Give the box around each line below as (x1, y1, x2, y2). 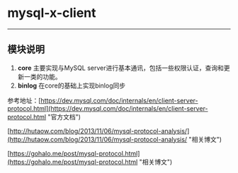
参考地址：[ (7, 96, 41, 105)
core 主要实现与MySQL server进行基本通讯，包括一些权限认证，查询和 (17, 64, 225, 72)
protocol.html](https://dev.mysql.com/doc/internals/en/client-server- (7, 104, 208, 112)
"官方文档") (47, 112, 81, 121)
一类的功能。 (23, 72, 62, 80)
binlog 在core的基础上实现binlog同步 (17, 81, 126, 90)
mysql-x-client (7, 5, 97, 21)
